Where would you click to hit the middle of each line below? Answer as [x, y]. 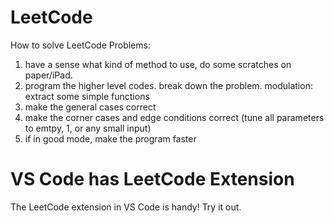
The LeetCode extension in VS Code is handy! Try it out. [126, 207]
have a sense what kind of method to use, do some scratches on [158, 64]
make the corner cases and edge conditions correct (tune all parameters [174, 117]
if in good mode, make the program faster [110, 138]
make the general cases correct [90, 107]
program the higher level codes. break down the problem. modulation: [168, 85]
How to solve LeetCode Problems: [80, 45]
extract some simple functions [87, 96]
